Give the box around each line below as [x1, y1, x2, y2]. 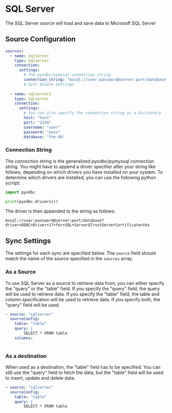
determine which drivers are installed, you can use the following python [5, 174, 156, 180]
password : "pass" [24, 129, 60, 135]
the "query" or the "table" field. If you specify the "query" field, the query [5, 285, 160, 292]
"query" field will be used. [5, 302, 60, 308]
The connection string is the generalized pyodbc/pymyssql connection [5, 158, 155, 164]
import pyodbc [5, 190, 36, 195]
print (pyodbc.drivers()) [5, 199, 58, 204]
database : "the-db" [24, 134, 66, 139]
